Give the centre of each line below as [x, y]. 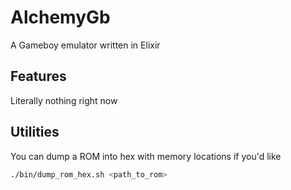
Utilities [35, 132]
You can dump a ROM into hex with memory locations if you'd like [146, 156]
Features [38, 76]
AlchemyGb [60, 17]
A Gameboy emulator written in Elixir [85, 45]
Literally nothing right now [64, 100]
